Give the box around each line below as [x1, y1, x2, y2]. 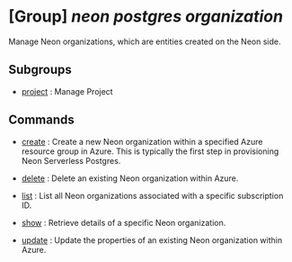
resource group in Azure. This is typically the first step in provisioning [21, 146, 279, 157]
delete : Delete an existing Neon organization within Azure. [21, 173, 239, 184]
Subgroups [8, 62, 73, 77]
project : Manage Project [21, 86, 113, 96]
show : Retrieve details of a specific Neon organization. [21, 217, 226, 228]
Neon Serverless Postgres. [21, 155, 121, 166]
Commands [8, 113, 75, 128]
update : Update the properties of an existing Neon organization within [21, 234, 283, 245]
